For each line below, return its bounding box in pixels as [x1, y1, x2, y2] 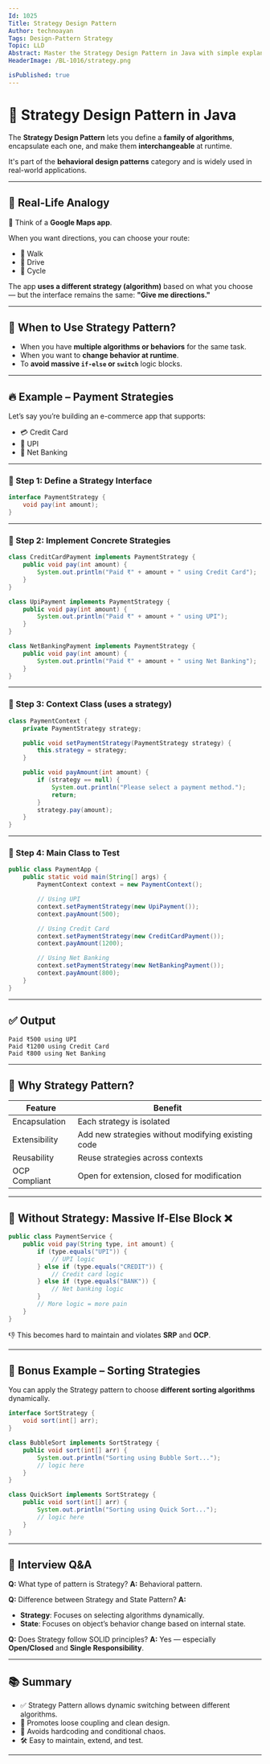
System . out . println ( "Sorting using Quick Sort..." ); [37, 1506, 218, 1514]
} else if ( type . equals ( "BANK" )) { [37, 1277, 157, 1286]
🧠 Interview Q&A [8, 1558, 92, 1572]
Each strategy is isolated [77, 1116, 170, 1127]
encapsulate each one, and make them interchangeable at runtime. [8, 141, 233, 150]
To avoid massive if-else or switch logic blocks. [19, 359, 182, 369]
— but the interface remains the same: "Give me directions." [8, 290, 211, 299]
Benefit [153, 1102, 182, 1114]
